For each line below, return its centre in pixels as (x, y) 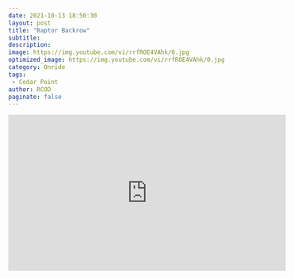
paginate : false (35, 97)
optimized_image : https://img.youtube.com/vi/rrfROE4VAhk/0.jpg (116, 60)
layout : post (30, 23)
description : (30, 45)
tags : (17, 75)
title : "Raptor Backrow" (49, 30)
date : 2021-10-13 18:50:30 (53, 15)
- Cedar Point (35, 82)
